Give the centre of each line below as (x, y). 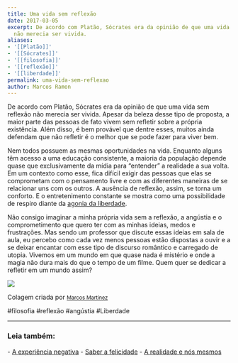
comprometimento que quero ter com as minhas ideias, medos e (102, 225)
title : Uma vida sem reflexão (52, 14)
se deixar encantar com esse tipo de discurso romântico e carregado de (113, 248)
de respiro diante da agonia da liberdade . (67, 204)
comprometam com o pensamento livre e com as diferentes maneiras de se (118, 181)
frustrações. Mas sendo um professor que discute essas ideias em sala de (116, 232)
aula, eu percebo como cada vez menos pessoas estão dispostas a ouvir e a (119, 240)
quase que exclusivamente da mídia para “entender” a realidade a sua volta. (118, 166)
